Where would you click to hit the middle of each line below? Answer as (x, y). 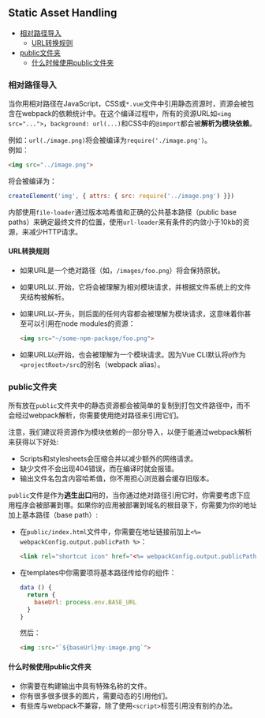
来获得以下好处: (34, 442)
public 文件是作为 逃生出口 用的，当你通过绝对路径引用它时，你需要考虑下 (126, 495)
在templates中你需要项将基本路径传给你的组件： (98, 573)
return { (41, 595)
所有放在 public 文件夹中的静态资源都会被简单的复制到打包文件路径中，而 (126, 406)
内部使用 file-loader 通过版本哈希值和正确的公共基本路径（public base (123, 211)
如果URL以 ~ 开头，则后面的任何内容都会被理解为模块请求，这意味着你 (132, 314)
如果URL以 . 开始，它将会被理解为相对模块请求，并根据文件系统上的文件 (135, 287)
